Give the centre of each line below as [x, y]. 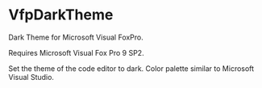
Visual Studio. [31, 77]
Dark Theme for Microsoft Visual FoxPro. [76, 37]
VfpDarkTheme [61, 15]
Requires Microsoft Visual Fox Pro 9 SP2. [76, 52]
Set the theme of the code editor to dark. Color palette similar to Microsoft [131, 68]
